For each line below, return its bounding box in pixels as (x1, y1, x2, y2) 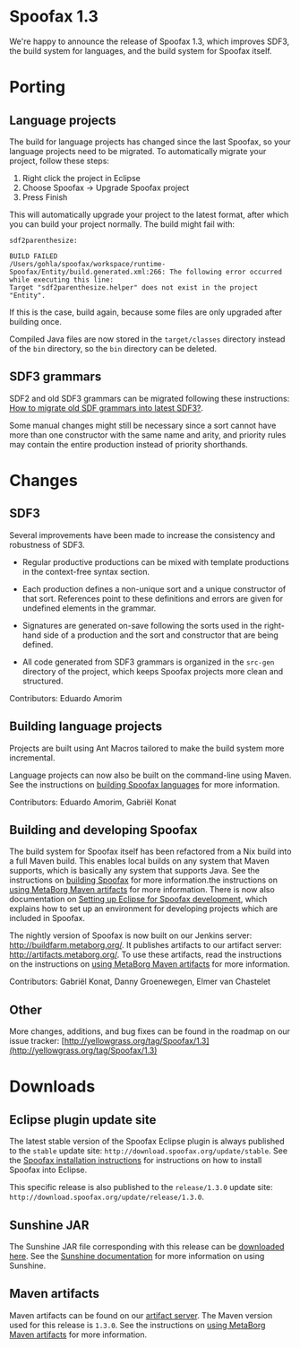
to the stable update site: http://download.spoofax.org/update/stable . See (9, 1145, 288, 1156)
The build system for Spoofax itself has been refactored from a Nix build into (9, 846, 292, 857)
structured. (21, 675, 64, 686)
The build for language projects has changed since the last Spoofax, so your (9, 136, 291, 147)
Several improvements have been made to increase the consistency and (9, 529, 276, 540)
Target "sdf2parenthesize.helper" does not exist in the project (9, 283, 258, 292)
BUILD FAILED (9, 251, 58, 261)
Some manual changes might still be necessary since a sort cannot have (9, 420, 277, 430)
